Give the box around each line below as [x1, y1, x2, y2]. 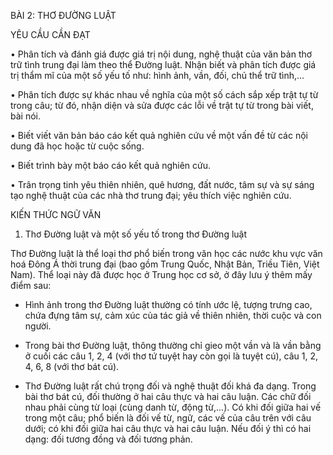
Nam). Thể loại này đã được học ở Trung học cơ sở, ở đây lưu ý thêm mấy [10, 269, 313, 280]
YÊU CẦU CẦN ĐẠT [10, 29, 91, 40]
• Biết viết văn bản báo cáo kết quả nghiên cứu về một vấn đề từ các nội [10, 130, 308, 141]
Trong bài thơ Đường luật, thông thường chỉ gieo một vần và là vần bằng [24, 340, 322, 351]
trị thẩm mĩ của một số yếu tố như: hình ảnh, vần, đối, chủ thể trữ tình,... [10, 70, 305, 81]
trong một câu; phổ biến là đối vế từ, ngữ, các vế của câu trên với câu [24, 412, 312, 424]
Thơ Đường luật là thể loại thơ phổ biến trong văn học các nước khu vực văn [10, 248, 323, 259]
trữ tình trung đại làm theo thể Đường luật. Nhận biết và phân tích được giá [10, 59, 317, 70]
